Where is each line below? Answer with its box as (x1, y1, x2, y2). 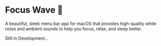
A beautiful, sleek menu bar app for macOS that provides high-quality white (5, 21, 157, 26)
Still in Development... (5, 35, 49, 41)
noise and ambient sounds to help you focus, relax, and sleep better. (5, 25, 143, 31)
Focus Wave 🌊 (5, 4, 63, 16)
